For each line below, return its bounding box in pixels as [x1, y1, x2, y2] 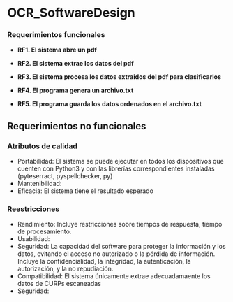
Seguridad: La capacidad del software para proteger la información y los [17, 243, 226, 251]
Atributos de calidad [7, 141, 78, 151]
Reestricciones [7, 204, 60, 214]
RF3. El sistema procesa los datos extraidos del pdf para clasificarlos [17, 73, 222, 81]
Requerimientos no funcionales [7, 120, 146, 132]
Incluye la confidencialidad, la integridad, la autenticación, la [17, 257, 191, 266]
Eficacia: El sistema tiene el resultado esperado [17, 187, 153, 195]
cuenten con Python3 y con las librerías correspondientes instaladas [17, 164, 215, 173]
